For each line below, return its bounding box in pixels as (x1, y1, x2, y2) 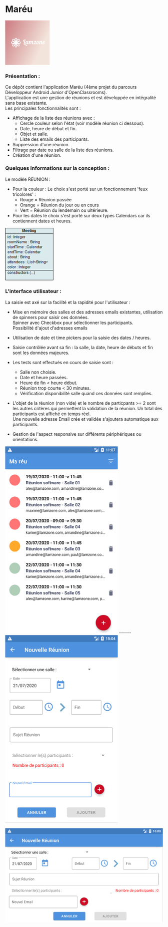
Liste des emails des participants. (19, 136, 89, 142)
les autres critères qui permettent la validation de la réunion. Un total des (12, 405, 162, 411)
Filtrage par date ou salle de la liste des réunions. (12, 147, 114, 153)
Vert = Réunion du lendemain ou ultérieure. (19, 207, 109, 213)
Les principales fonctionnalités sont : (5, 105, 81, 111)
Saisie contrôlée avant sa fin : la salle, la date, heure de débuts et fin (12, 344, 153, 350)
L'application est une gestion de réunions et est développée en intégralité (5, 95, 156, 101)
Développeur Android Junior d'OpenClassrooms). (5, 89, 107, 96)
